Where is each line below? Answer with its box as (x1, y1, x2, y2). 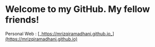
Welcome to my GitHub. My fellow (5, 3, 150, 15)
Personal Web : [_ (5, 30, 42, 36)
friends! (5, 14, 39, 25)
